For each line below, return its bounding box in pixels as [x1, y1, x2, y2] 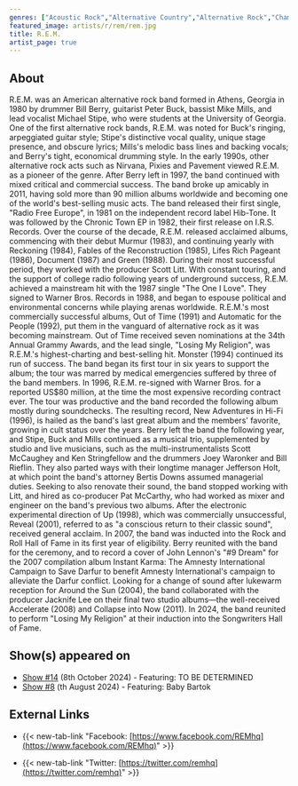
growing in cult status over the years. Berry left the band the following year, [9, 425, 285, 435]
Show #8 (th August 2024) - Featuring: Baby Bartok [21, 681, 211, 692]
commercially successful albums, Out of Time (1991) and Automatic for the [9, 312, 282, 322]
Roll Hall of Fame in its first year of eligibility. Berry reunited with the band [9, 538, 278, 549]
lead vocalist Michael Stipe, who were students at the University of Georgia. [9, 113, 286, 124]
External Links [9, 707, 90, 722]
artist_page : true [9, 37, 77, 47]
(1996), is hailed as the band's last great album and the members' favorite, [9, 415, 281, 426]
